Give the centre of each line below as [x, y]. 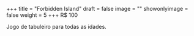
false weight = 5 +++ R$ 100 [42, 15]
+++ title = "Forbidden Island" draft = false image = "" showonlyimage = [97, 9]
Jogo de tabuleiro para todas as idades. [57, 27]
